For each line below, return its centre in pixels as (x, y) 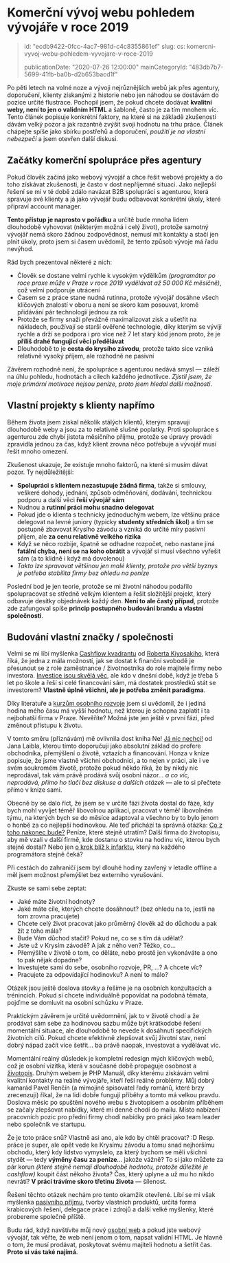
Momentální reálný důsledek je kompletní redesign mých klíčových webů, (111, 1059)
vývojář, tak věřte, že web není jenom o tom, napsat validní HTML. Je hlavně (115, 1238)
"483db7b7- (206, 67)
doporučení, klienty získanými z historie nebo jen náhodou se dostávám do (113, 95)
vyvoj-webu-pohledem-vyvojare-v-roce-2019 (88, 54)
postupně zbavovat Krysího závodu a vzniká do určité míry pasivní (111, 529)
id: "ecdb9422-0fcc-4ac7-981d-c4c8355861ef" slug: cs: (104, 46)
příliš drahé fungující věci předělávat (70, 341)
